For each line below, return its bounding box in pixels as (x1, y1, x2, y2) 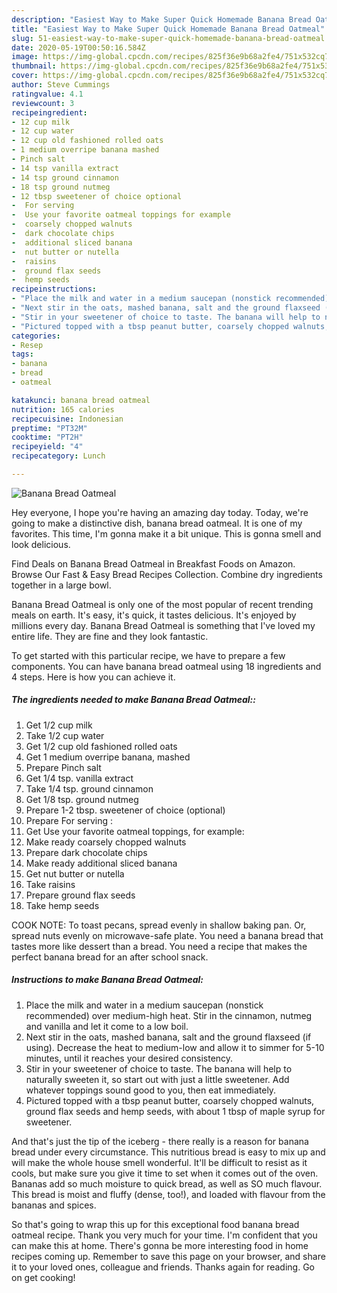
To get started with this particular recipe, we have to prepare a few (11, 649, 286, 661)
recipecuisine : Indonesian (11, 414, 124, 424)
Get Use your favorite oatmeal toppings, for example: (25, 825, 245, 837)
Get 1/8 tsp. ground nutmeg (25, 793, 139, 805)
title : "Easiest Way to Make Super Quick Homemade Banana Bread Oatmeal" (11, 24, 326, 34)
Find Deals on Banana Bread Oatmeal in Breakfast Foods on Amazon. (11, 557, 296, 570)
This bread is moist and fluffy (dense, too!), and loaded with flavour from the (11, 1188, 326, 1200)
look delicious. (11, 538, 71, 550)
